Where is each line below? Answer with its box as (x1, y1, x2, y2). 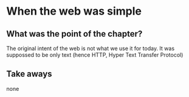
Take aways (6, 69, 53, 79)
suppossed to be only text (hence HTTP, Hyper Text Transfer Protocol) (6, 51, 184, 59)
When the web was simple (6, 4, 142, 18)
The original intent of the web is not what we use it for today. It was (6, 45, 175, 52)
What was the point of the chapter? (6, 29, 143, 39)
